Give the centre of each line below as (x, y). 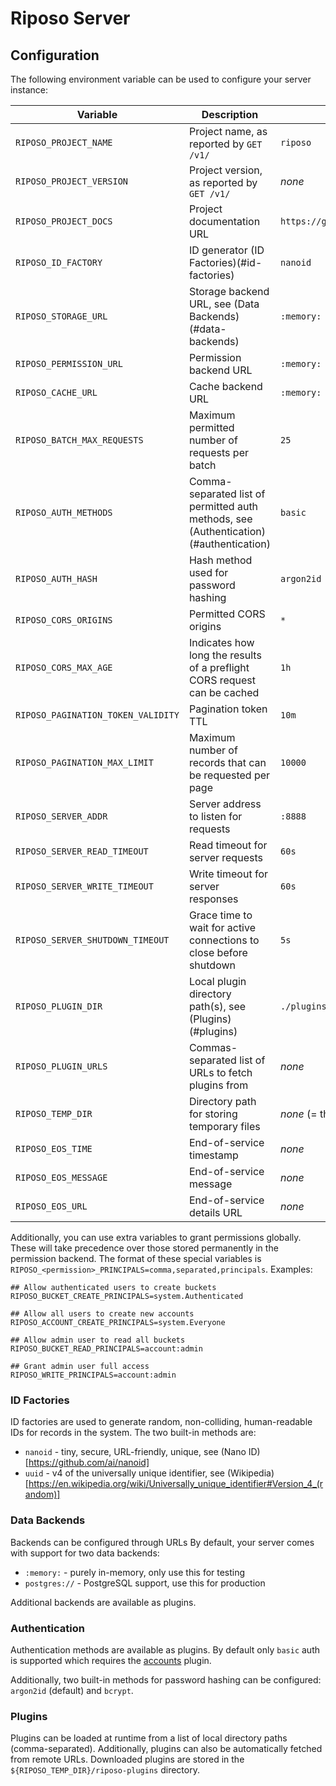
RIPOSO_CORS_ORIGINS (64, 620)
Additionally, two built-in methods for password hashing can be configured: (166, 1679)
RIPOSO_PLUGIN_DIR (59, 1006)
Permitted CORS (227, 614)
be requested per (229, 775)
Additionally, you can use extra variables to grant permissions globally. (156, 1237)
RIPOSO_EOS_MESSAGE (61, 1177)
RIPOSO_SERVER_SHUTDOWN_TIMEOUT (92, 940)
